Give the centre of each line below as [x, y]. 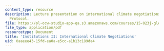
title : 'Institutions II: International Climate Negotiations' [71, 37]
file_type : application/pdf [34, 28]
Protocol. [19, 18]
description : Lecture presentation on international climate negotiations [83, 14]
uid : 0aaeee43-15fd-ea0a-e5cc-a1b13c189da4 [50, 41]
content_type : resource [29, 9]
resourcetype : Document [29, 32]
